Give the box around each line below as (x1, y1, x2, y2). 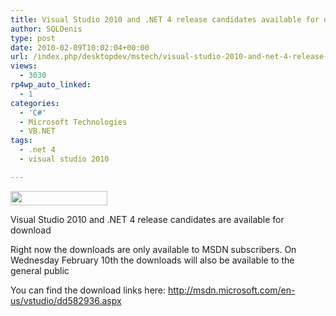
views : (10, 61, 38, 71)
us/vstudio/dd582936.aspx (10, 294, 122, 306)
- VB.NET (19, 126, 56, 136)
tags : (10, 136, 33, 146)
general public (10, 264, 70, 276)
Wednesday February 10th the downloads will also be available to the (10, 254, 295, 266)
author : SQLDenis (10, 24, 83, 34)
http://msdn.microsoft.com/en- (167, 284, 296, 296)
